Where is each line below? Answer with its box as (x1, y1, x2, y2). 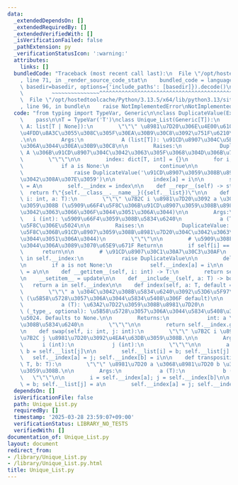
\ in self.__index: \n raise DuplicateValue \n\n (20, 255, 198, 262)
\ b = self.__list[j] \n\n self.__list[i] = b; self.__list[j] (20, 348, 230, 355)
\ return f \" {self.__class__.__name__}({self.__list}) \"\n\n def (20, 189, 230, 196)
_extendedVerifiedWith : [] (13, 30, 93, 38)
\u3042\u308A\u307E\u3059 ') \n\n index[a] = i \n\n (20, 176, 204, 183)
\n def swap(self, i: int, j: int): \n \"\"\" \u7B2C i (20, 328, 217, 335)
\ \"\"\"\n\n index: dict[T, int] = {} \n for (20, 156, 223, 164)
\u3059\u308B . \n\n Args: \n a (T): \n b (20, 368, 227, 375)
